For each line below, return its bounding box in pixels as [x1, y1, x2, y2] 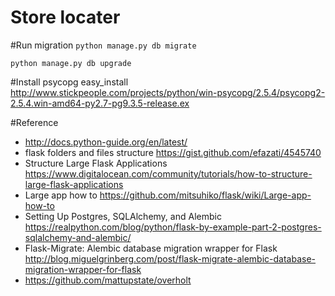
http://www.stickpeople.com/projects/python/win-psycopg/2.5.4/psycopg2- [10, 86, 326, 98]
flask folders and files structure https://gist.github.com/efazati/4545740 [24, 146, 322, 158]
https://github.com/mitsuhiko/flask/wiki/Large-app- [99, 189, 312, 201]
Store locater [10, 6, 121, 29]
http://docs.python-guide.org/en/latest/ [24, 136, 188, 148]
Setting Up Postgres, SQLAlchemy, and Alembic [24, 210, 222, 222]
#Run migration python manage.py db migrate [10, 39, 197, 51]
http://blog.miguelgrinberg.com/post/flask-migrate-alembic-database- [24, 252, 317, 265]
